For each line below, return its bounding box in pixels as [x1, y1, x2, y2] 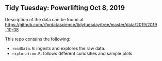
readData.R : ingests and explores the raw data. [12, 45, 106, 51]
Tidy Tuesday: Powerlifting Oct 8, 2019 [5, 4, 125, 12]
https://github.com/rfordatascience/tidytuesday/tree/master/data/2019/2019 [5, 22, 157, 27]
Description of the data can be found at [5, 16, 84, 22]
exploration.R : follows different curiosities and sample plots [12, 50, 132, 56]
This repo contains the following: [5, 36, 71, 42]
